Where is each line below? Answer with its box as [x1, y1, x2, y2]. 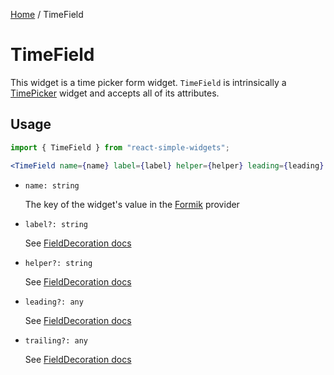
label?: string [24, 219, 89, 229]
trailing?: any [24, 335, 89, 346]
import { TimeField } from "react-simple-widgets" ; [10, 142, 230, 153]
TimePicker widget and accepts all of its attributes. [10, 87, 220, 99]
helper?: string [24, 258, 93, 268]
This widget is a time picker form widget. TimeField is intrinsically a [10, 76, 287, 88]
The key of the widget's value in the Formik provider [24, 198, 240, 210]
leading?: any [24, 297, 84, 307]
